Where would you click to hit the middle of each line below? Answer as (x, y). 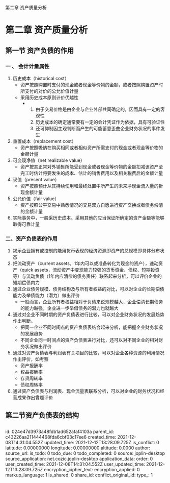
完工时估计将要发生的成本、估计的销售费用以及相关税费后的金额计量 (92, 173)
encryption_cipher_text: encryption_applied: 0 (92, 469)
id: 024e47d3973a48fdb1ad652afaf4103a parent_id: (60, 431)
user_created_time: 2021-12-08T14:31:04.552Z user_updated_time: (75, 464)
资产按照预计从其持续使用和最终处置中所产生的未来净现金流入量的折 (92, 186)
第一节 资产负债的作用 (39, 50)
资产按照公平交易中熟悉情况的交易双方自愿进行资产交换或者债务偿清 (92, 205)
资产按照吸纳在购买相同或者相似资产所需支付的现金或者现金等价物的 (92, 148)
